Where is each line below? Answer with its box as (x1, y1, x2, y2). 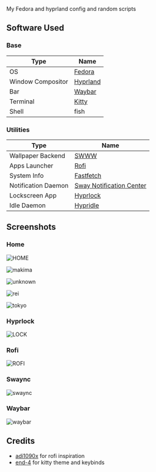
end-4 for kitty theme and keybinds (15, 459, 105, 466)
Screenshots (6, 222, 56, 232)
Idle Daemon (9, 201, 46, 210)
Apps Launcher (9, 161, 54, 170)
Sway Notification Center (74, 181, 147, 190)
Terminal (9, 97, 35, 106)
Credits (6, 436, 35, 446)
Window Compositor (9, 77, 69, 86)
